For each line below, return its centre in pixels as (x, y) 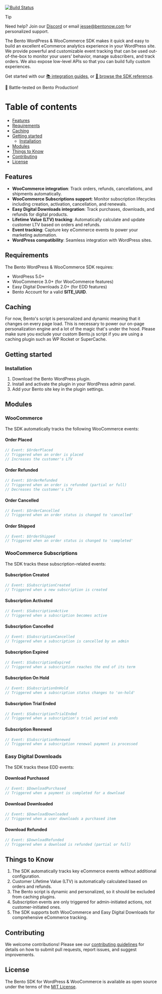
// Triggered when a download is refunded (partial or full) (68, 844)
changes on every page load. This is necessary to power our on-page (75, 324)
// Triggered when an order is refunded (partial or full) (66, 485)
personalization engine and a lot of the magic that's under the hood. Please (80, 329)
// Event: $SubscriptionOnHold (37, 688)
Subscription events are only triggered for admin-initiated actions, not (82, 902)
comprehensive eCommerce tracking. (50, 917)
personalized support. (27, 31)
